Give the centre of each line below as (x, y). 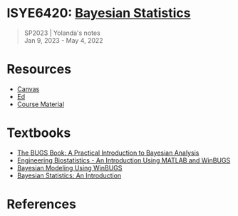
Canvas (28, 89)
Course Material (41, 104)
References (41, 204)
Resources (39, 70)
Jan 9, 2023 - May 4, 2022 (64, 40)
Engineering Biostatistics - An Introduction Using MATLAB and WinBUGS (124, 160)
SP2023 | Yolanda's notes (62, 33)
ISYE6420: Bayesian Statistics (99, 13)
